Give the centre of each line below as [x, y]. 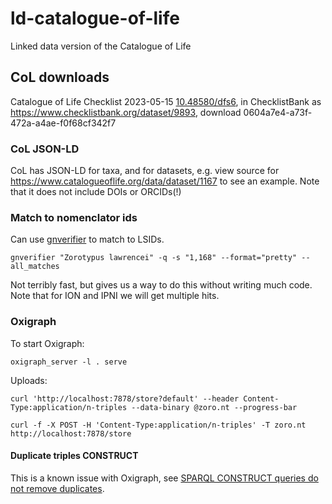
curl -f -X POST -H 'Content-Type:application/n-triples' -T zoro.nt [158, 425]
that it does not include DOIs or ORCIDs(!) [96, 192]
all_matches [35, 267]
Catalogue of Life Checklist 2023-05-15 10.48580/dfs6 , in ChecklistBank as [166, 101]
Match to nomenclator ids [74, 217]
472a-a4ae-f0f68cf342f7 [63, 123]
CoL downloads [60, 77]
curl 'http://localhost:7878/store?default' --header [125, 398]
